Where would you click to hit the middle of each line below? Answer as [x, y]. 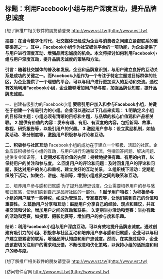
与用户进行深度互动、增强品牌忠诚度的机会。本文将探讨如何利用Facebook [79, 53]
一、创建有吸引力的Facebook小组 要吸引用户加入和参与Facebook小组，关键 [81, 104]
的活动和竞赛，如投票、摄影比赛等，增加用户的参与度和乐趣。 [67, 216]
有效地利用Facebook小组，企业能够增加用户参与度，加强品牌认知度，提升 [79, 88]
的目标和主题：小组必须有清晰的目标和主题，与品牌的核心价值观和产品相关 [79, 116]
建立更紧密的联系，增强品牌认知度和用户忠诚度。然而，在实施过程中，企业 [83, 239]
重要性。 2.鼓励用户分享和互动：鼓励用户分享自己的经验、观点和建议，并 [78, 204]
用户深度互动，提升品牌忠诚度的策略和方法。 [58, 59]
